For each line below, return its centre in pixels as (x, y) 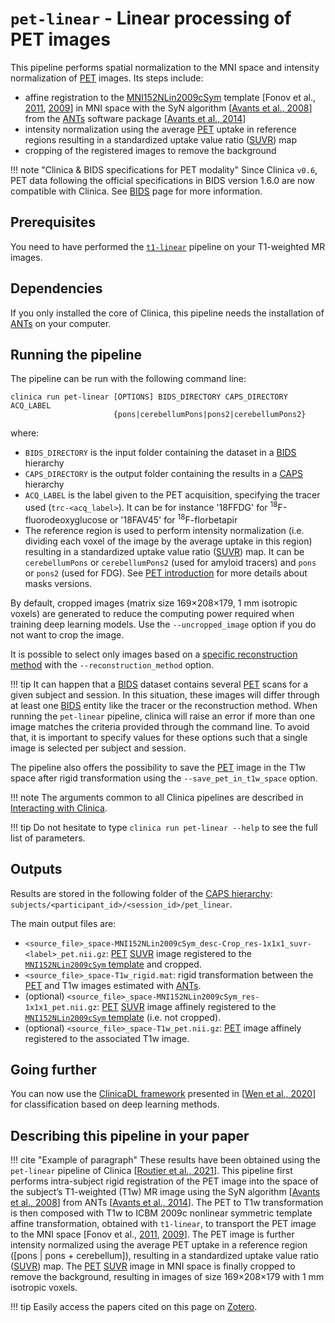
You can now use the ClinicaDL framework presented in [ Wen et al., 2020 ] (163, 1094)
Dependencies (56, 288)
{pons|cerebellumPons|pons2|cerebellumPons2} (210, 415)
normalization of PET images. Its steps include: (107, 78)
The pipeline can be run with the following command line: (128, 379)
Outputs (36, 869)
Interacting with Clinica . (59, 808)
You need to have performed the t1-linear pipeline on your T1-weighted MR (168, 246)
